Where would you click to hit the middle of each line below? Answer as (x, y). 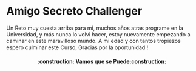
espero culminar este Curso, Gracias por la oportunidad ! (77, 47)
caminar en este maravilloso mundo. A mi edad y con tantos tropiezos (93, 41)
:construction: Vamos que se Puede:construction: (102, 61)
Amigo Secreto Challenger (74, 11)
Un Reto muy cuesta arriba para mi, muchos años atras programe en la (95, 28)
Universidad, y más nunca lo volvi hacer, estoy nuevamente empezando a (98, 34)
